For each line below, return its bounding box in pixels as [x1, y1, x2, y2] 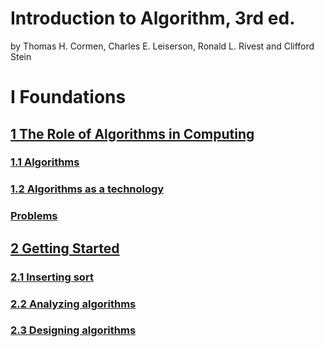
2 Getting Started [10, 240, 120, 257]
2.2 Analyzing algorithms [10, 297, 137, 311]
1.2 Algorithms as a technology [10, 182, 165, 196]
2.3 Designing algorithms [10, 323, 137, 337]
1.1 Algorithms [10, 155, 80, 169]
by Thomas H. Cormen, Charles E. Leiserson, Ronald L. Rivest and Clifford [10, 40, 315, 52]
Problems [10, 209, 58, 223]
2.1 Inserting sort [10, 270, 94, 284]
